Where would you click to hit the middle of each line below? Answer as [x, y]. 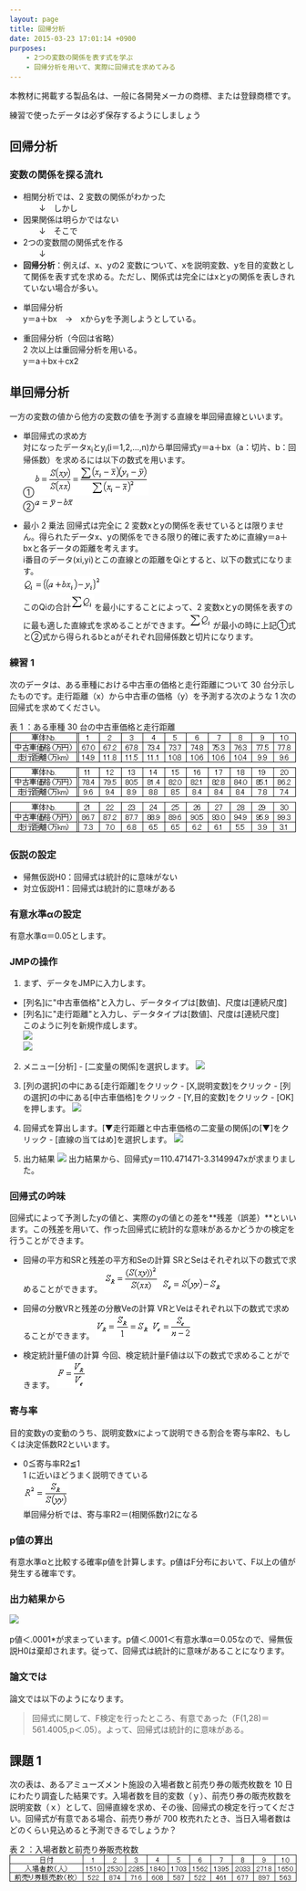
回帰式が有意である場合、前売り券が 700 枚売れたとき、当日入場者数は [158, 1819]
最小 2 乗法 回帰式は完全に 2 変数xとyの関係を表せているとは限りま [149, 526]
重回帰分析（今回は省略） [71, 338]
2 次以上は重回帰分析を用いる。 [82, 349]
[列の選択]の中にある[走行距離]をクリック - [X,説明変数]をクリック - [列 [157, 1086]
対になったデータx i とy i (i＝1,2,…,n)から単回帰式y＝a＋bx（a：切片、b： [155, 448]
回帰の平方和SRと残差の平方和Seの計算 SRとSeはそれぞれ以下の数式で [156, 1260]
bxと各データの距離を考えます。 [83, 549]
